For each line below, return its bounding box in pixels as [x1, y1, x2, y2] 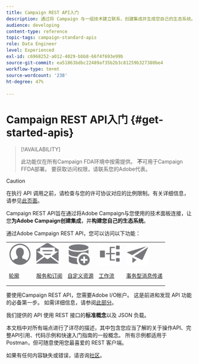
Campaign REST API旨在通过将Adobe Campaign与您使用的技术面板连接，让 [6, 210, 192, 217]
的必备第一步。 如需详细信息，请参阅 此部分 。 [6, 299, 117, 306]
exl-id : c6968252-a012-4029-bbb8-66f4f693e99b [6, 54, 124, 59]
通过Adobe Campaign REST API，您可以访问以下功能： [6, 230, 141, 237]
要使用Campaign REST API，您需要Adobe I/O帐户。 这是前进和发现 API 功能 [6, 291, 192, 299]
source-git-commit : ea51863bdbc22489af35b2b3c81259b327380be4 [6, 59, 163, 65]
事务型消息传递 [126, 272, 163, 279]
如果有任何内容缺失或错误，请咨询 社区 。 [6, 352, 105, 359]
